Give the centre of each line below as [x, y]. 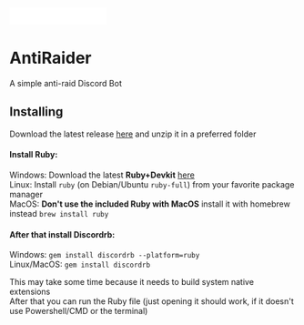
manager [26, 194]
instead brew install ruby [59, 213]
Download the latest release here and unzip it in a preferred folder [133, 134]
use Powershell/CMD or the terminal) [79, 311]
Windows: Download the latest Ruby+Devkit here [102, 175]
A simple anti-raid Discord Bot [66, 83]
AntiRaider [51, 58]
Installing [36, 112]
